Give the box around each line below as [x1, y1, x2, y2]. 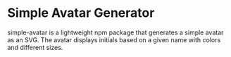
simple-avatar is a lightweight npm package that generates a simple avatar [7, 28, 224, 37]
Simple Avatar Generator [7, 5, 155, 21]
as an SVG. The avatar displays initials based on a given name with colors [7, 35, 221, 44]
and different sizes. [7, 43, 63, 51]
